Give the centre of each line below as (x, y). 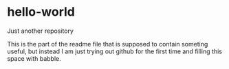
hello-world (41, 12)
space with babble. (34, 58)
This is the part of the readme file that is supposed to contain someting (108, 44)
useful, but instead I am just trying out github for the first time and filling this (115, 51)
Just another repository (41, 31)
